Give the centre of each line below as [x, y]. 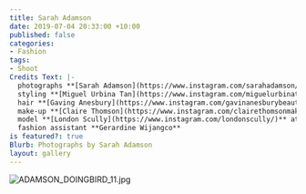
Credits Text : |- [42, 77]
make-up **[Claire [53, 111]
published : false [42, 35]
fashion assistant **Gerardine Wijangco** [99, 128]
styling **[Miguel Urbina [67, 94]
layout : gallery [40, 153]
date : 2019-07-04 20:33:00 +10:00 [75, 26]
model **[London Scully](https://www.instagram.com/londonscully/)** [152, 119]
